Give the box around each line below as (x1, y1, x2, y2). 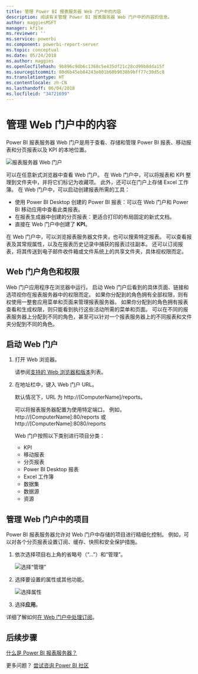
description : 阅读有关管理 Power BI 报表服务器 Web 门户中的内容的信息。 (6, 14, 173, 20)
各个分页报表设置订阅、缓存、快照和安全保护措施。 (16, 538, 140, 545)
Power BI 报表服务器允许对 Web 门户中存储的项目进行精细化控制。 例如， (6, 531, 184, 538)
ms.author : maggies (6, 58, 54, 64)
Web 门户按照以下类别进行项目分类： (14, 432, 105, 439)
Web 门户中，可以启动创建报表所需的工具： (24, 186, 130, 193)
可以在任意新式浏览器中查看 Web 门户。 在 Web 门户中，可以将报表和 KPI (6, 171, 184, 178)
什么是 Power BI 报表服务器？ (6, 649, 78, 656)
